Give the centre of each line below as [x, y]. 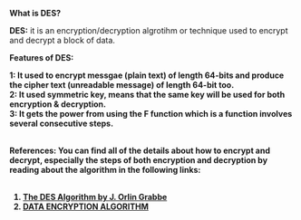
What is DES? [35, 13]
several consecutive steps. [62, 123]
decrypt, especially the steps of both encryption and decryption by [139, 160]
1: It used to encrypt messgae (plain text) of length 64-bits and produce [147, 75]
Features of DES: [42, 57]
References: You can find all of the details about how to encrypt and [140, 150]
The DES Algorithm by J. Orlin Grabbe [95, 197]
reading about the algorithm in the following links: [105, 170]
